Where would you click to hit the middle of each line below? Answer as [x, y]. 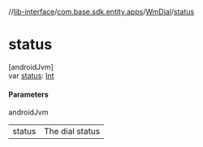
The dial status [72, 132]
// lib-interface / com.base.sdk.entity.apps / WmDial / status [101, 12]
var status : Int [31, 76]
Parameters [28, 94]
